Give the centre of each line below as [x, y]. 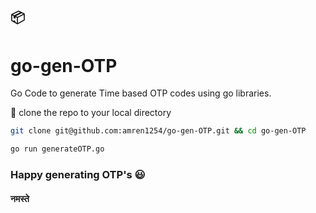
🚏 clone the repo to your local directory [91, 113]
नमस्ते [20, 198]
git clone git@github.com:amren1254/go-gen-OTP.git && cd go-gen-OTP [158, 131]
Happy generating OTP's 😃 [78, 174]
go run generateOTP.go [57, 149]
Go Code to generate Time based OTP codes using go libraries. [141, 93]
